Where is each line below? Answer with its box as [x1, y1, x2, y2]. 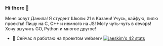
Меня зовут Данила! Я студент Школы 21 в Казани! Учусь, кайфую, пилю [5, 16, 158, 22]
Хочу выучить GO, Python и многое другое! [5, 26, 96, 32]
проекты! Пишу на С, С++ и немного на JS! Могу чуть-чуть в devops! [5, 21, 152, 26]
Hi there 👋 [5, 4, 30, 11]
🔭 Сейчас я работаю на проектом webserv [12, 35, 102, 41]
